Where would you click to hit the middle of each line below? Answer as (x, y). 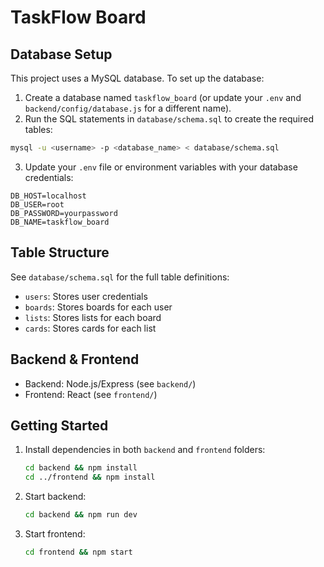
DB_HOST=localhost (48, 196)
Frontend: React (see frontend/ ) (91, 394)
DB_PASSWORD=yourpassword (64, 213)
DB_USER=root (37, 204)
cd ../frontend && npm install (90, 477)
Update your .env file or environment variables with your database (161, 167)
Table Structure (60, 252)
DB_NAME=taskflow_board (60, 222)
